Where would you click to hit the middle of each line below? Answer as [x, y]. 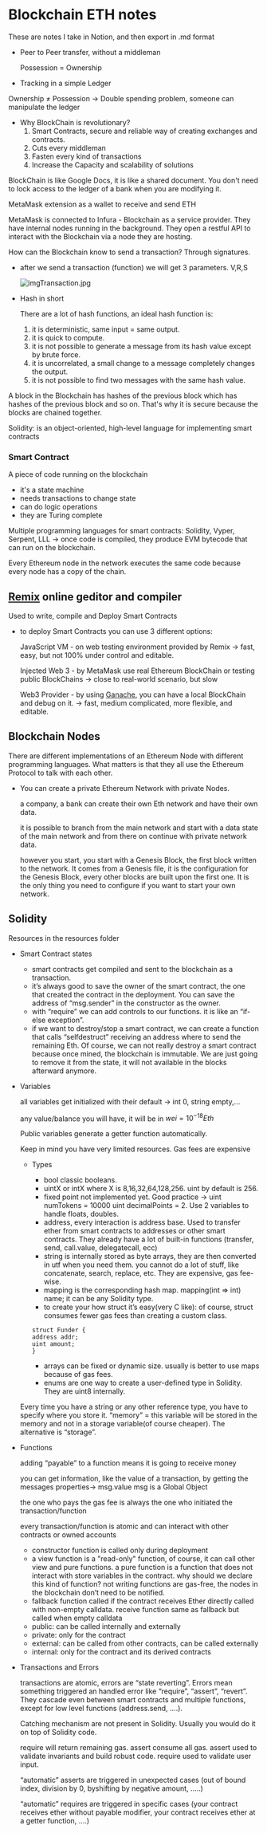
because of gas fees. [78, 1375]
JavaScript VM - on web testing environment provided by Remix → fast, [137, 647]
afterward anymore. [64, 1071]
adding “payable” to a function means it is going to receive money [128, 1463]
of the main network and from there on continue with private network [133, 836]
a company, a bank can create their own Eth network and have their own [139, 804]
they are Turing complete [61, 515]
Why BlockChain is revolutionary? [75, 122]
